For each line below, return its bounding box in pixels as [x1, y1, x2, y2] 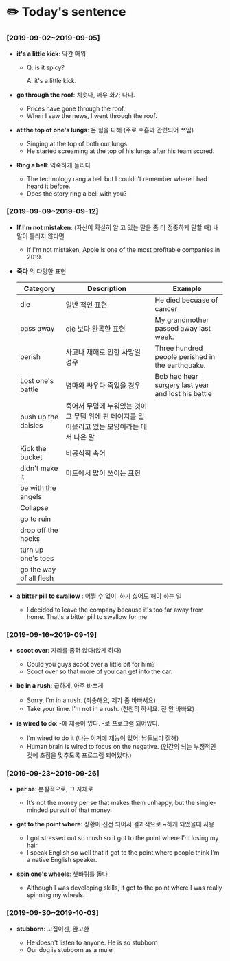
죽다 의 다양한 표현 [16, 267, 67, 275]
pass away [19, 323, 55, 333]
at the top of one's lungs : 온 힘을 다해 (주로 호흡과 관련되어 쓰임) [16, 126, 194, 135]
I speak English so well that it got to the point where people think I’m [26, 848, 220, 857]
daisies [19, 420, 43, 430]
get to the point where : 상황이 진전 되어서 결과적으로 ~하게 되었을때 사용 [16, 820, 215, 829]
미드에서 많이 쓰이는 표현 [65, 468, 141, 478]
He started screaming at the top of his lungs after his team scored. [26, 147, 215, 155]
